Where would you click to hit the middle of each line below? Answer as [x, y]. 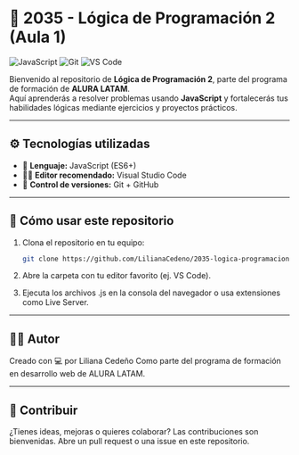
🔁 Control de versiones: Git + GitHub [90, 184]
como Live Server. [55, 302]
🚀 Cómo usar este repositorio [92, 221]
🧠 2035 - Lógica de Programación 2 [142, 18]
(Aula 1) [38, 37]
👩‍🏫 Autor [35, 339]
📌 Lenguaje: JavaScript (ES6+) [79, 165]
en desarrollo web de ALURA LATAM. [77, 374]
